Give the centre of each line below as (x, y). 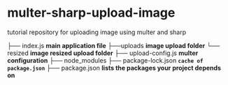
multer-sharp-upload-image (91, 13)
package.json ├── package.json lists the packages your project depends (114, 68)
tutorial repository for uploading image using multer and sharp (97, 32)
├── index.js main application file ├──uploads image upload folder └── (114, 45)
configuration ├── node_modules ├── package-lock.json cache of (105, 60)
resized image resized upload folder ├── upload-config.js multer (103, 53)
